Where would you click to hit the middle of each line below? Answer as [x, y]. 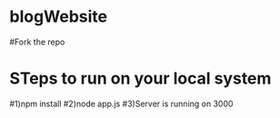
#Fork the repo [37, 42]
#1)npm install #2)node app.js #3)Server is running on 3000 [121, 103]
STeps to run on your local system [140, 79]
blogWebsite [59, 17]
